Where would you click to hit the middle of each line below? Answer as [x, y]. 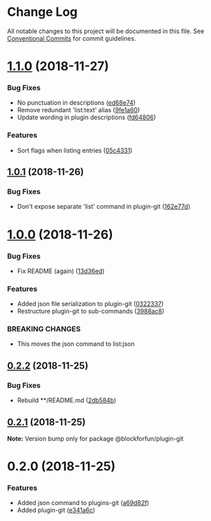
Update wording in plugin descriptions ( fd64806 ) [87, 117]
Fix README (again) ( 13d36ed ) [61, 271]
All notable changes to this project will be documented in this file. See [106, 31]
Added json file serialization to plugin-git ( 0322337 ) [90, 304]
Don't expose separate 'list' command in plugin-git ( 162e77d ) [103, 207]
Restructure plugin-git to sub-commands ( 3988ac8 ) [91, 311]
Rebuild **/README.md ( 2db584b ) [67, 400]
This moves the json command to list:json [76, 344]
